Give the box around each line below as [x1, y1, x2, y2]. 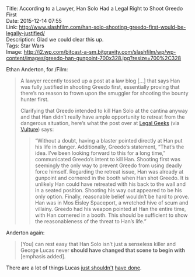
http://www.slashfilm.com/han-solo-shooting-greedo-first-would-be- [19, 23, 186, 30]
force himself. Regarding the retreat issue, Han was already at [34, 168, 184, 175]
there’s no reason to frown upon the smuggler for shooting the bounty [20, 90, 189, 96]
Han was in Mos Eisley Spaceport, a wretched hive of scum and [34, 199, 189, 206]
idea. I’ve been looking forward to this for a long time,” [34, 150, 166, 157]
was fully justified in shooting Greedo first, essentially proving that [20, 84, 180, 90]
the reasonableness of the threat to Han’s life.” [34, 218, 147, 224]
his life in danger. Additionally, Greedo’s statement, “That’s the [34, 143, 184, 150]
